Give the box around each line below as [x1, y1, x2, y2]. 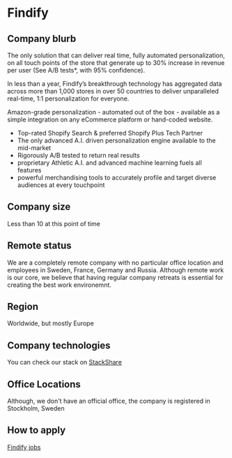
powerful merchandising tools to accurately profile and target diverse [17, 173, 217, 182]
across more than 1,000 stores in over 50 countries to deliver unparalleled [7, 87, 219, 95]
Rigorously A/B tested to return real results [17, 152, 141, 159]
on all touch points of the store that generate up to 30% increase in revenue [7, 59, 225, 67]
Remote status [7, 239, 72, 252]
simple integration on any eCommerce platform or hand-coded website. [7, 115, 213, 124]
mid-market [17, 144, 52, 152]
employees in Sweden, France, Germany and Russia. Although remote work [7, 265, 224, 274]
